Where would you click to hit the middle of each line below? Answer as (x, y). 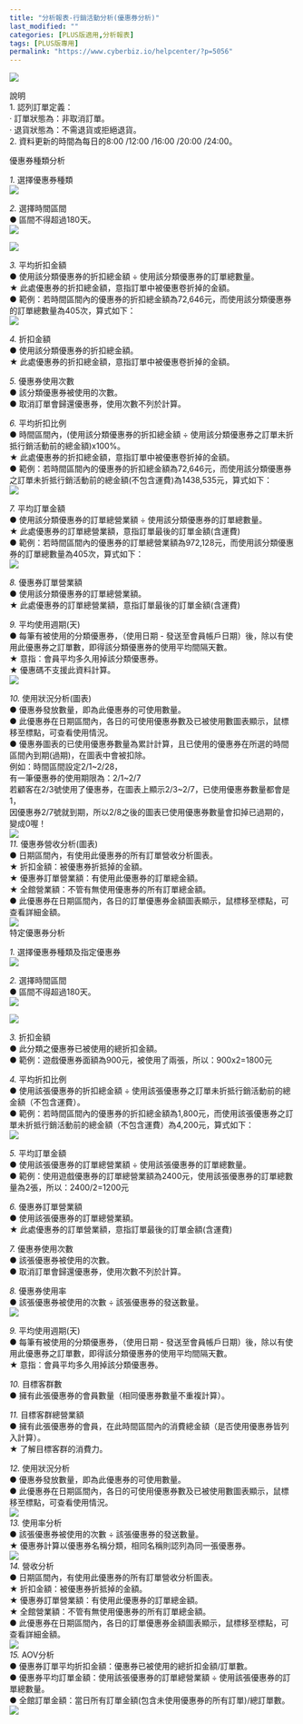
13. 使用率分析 (35, 1523)
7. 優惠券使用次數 (42, 1249)
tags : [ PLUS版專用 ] (44, 43)
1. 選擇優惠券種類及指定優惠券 (65, 953)
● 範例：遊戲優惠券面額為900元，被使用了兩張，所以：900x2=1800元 (141, 1060)
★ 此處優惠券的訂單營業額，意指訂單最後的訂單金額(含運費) (121, 1230)
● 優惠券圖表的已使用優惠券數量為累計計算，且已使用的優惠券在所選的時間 (149, 744)
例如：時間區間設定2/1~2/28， (66, 767)
